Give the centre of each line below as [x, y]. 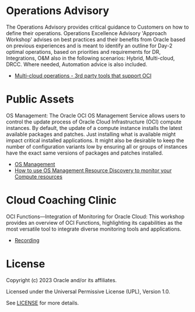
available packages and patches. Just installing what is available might [91, 134]
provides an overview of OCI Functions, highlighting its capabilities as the [94, 222]
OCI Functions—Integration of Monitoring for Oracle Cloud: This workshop [95, 216]
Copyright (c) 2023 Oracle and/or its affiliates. [61, 280]
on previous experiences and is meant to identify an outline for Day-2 [89, 46]
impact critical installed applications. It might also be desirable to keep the [95, 140]
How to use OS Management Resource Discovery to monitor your [93, 170]
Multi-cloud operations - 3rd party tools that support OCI [83, 76]
